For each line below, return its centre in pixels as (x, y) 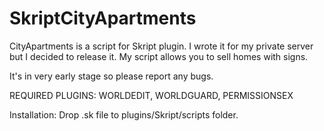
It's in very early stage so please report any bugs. (111, 76)
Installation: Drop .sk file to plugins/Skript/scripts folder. (124, 114)
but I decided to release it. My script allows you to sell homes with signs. (159, 56)
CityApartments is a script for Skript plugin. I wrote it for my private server (161, 46)
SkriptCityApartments (103, 18)
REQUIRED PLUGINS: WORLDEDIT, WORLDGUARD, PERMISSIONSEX (151, 95)
